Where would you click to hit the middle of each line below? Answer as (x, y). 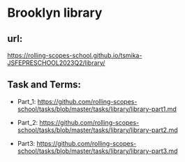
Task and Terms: (44, 85)
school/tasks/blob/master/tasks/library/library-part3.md (97, 151)
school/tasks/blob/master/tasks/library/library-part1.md (97, 109)
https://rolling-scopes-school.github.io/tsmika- (75, 55)
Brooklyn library (55, 13)
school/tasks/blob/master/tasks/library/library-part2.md (97, 130)
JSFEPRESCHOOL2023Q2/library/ (56, 63)
